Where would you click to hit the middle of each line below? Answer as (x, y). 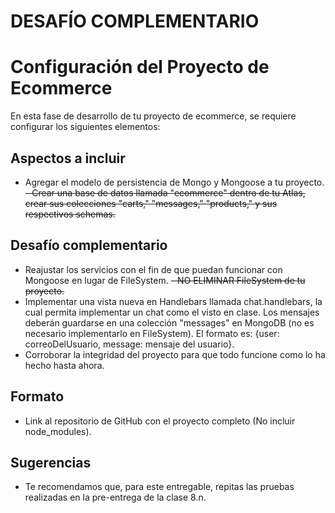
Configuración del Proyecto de (140, 67)
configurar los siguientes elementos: (85, 127)
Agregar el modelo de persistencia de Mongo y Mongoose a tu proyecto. (174, 182)
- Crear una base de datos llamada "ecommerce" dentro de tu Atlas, (165, 192)
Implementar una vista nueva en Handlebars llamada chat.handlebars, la (173, 301)
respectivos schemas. (70, 214)
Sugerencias (51, 462)
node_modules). (58, 431)
